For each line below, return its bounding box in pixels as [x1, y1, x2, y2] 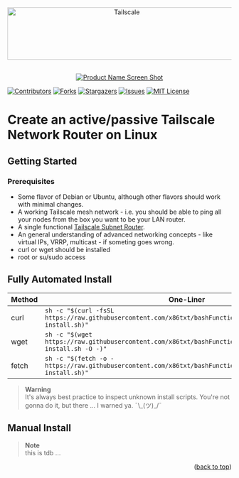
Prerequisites [7, 176, 55, 186]
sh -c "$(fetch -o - [45, 354, 115, 362]
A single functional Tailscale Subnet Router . [17, 222, 145, 231]
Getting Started [7, 155, 78, 167]
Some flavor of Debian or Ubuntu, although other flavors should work [17, 192, 221, 201]
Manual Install [7, 422, 71, 434]
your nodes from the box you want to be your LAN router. [17, 214, 186, 224]
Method [11, 294, 38, 304]
